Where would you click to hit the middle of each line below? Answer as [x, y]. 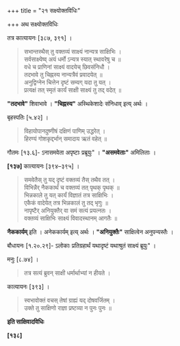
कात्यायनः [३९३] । [28, 287]
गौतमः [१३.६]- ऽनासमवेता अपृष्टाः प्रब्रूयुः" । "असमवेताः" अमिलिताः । [81, 152]
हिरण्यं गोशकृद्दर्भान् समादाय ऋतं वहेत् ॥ [65, 139]
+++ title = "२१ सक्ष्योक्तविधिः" [44, 11]
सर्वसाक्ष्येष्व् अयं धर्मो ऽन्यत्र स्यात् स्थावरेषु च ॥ [72, 59]
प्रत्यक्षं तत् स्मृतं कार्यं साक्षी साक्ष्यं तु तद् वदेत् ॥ [73, 90]
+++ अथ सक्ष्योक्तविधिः [33, 24]
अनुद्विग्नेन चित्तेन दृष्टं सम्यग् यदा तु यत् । [67, 82]
